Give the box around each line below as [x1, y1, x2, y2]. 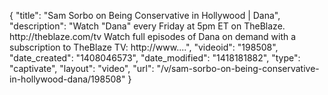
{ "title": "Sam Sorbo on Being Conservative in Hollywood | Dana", [9, 10, 281, 21]
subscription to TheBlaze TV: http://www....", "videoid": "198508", [9, 41, 279, 53]
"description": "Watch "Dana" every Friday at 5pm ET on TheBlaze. [9, 20, 286, 32]
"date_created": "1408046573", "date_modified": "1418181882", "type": [9, 52, 301, 64]
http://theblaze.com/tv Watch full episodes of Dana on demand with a [9, 31, 297, 42]
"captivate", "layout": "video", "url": [9, 63, 155, 74]
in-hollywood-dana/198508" [9, 73, 126, 85]
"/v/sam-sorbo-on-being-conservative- [156, 63, 320, 74]
